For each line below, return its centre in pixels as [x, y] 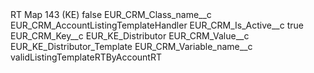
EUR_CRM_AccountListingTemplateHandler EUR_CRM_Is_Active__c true [157, 25]
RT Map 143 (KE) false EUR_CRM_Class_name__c [111, 14]
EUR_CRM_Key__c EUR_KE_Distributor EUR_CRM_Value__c [130, 36]
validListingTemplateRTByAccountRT [86, 57]
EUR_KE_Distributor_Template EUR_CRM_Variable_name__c [131, 46]
